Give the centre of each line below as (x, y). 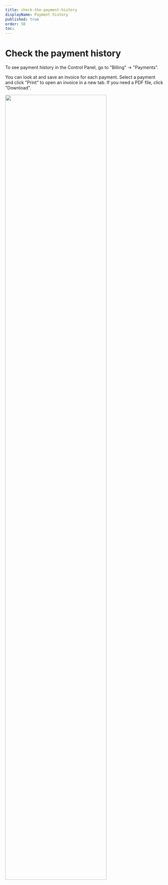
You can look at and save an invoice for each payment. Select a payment (80, 77)
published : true (22, 19)
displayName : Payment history (37, 15)
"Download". (18, 88)
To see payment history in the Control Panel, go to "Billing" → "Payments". (82, 67)
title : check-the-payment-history (41, 10)
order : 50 (16, 24)
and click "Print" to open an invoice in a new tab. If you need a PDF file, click (84, 83)
